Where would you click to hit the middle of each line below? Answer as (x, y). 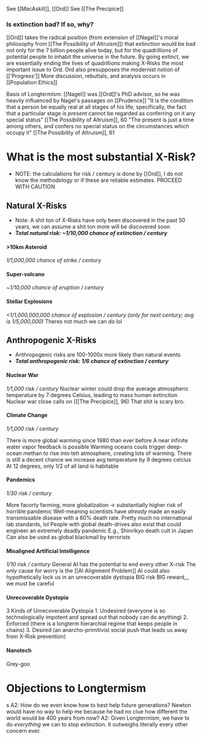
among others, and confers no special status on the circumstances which (98, 126)
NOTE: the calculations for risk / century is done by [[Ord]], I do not (99, 174)
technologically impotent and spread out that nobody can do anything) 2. (97, 617)
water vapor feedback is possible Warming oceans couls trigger (86, 447)
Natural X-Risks (37, 206)
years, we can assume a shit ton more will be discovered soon (93, 227)
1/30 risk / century (29, 493)
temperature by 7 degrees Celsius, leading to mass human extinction (92, 395)
